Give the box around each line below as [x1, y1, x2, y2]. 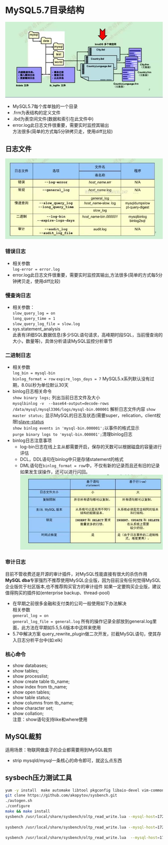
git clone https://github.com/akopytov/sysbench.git [5, 793, 117, 798]
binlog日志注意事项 [12, 437, 52, 444]
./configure [5, 803, 30, 809]
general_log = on [12, 613, 49, 618]
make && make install [5, 809, 50, 814]
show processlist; [12, 673, 49, 679]
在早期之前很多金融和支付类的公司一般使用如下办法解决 [12, 600, 126, 606]
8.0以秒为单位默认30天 [21, 382, 69, 388]
